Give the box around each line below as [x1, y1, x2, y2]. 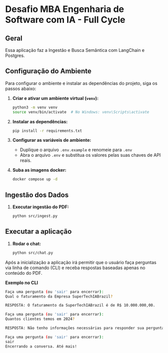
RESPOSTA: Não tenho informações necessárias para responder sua [5, 326, 144, 331]
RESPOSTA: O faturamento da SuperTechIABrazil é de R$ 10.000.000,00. [5, 303, 155, 308]
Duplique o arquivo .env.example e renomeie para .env [19, 147, 132, 153]
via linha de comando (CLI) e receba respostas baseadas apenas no [5, 265, 145, 271]
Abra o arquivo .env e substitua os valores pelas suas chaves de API [19, 152, 161, 158]
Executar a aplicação [5, 227, 72, 236]
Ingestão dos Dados [5, 191, 69, 199]
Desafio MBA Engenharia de [5, 3, 124, 15]
